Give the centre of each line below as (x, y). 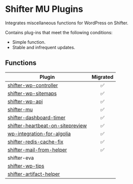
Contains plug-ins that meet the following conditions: (59, 32)
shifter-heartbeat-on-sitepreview (47, 125)
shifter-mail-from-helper (37, 150)
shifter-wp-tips (26, 166)
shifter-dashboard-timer (36, 118)
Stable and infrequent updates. (44, 47)
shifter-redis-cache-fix (35, 141)
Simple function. (29, 42)
